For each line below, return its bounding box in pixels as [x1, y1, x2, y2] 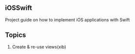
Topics [5, 31, 26, 39]
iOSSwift [5, 4, 33, 12]
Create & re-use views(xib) [12, 44, 66, 50]
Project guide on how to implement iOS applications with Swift [5, 17, 130, 22]
